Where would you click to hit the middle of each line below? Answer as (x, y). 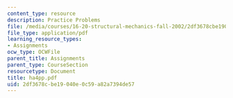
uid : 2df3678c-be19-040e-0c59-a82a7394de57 (71, 84)
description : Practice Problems (54, 20)
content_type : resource (42, 13)
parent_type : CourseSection (48, 65)
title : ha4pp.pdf (32, 78)
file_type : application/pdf (48, 33)
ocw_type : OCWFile (34, 52)
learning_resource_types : (44, 39)
